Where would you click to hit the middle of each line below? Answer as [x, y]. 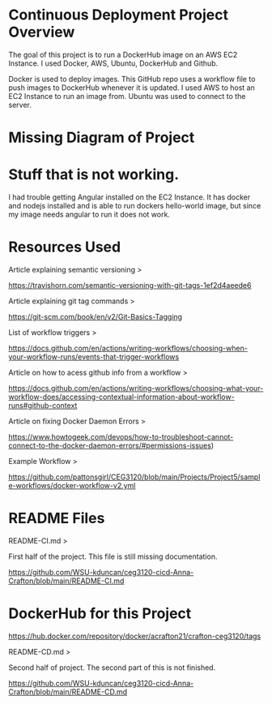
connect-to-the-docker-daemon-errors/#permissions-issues [110, 445]
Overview [42, 32]
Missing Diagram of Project [102, 137]
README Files [57, 519]
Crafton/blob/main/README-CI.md [66, 581]
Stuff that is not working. [94, 175]
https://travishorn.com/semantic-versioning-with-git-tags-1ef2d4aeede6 [130, 285]
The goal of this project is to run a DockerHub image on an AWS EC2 [123, 54]
